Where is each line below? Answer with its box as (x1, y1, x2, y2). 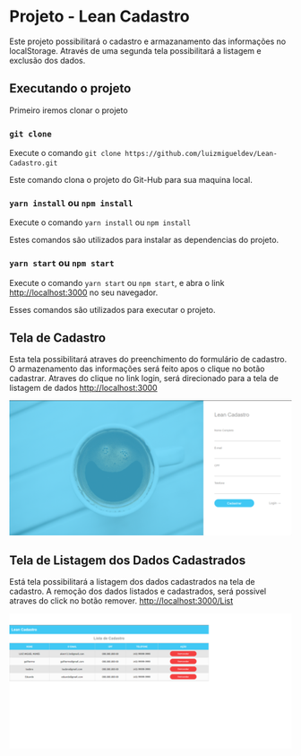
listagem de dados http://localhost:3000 (9, 383, 159, 394)
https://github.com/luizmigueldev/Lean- (125, 150, 278, 159)
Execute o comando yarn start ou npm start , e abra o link (9, 277, 225, 288)
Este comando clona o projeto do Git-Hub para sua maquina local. (9, 175, 253, 186)
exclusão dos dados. (9, 55, 86, 65)
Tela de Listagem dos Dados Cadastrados (9, 553, 246, 569)
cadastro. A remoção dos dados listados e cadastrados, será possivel (9, 586, 267, 597)
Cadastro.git (9, 159, 58, 168)
